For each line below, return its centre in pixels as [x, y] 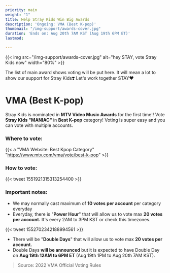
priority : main [21, 10]
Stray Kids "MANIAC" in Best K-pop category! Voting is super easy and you [85, 120]
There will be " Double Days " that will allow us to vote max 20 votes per [87, 239]
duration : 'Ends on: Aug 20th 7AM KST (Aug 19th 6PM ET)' [68, 33]
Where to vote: [24, 139]
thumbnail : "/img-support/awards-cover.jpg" [53, 29]
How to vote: [21, 168]
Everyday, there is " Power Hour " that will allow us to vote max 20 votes [88, 214]
